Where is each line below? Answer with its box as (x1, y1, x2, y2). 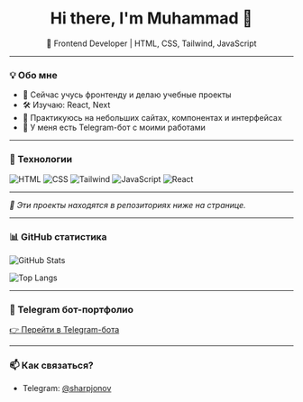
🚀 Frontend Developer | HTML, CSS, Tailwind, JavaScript (46, 38, 257, 49)
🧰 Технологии (9, 153, 73, 166)
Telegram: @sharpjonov (22, 383, 112, 394)
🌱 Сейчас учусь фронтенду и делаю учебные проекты (22, 89, 232, 100)
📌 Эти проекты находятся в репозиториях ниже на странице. (9, 199, 246, 210)
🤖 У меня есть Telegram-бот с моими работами (22, 122, 206, 133)
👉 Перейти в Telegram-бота (9, 324, 120, 335)
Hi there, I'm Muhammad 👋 (50, 8, 253, 29)
